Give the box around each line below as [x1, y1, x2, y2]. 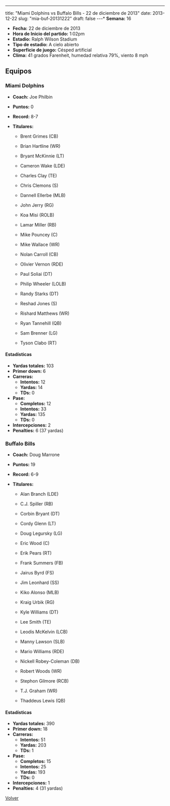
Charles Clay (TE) [20, 172, 57, 178]
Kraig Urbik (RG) [20, 599, 55, 605]
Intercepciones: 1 [12, 780, 50, 786]
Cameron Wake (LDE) [20, 163, 65, 169]
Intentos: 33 [20, 406, 47, 412]
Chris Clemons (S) [20, 182, 59, 188]
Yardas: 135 [20, 411, 46, 417]
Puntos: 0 [12, 104, 34, 110]
